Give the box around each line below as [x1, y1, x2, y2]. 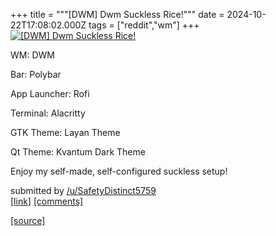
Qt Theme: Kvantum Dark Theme [10, 146, 146, 158]
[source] [10, 215, 46, 226]
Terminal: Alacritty [10, 107, 86, 119]
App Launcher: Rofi [10, 88, 90, 99]
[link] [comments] [10, 195, 84, 207]
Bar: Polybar [10, 69, 62, 80]
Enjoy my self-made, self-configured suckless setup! [10, 165, 228, 177]
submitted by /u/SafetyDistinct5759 [10, 185, 157, 196]
